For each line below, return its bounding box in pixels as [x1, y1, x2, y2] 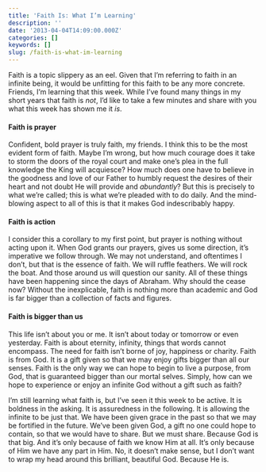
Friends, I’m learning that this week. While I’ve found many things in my [8, 87, 241, 96]
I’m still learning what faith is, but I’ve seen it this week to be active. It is [8, 395, 242, 405]
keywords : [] [8, 41, 52, 49]
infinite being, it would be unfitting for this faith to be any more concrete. [8, 79, 245, 88]
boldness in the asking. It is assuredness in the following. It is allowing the [8, 404, 250, 413]
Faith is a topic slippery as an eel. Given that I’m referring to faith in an [8, 71, 237, 79]
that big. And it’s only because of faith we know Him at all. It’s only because [8, 437, 255, 447]
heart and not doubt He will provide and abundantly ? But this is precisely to [8, 182, 256, 191]
